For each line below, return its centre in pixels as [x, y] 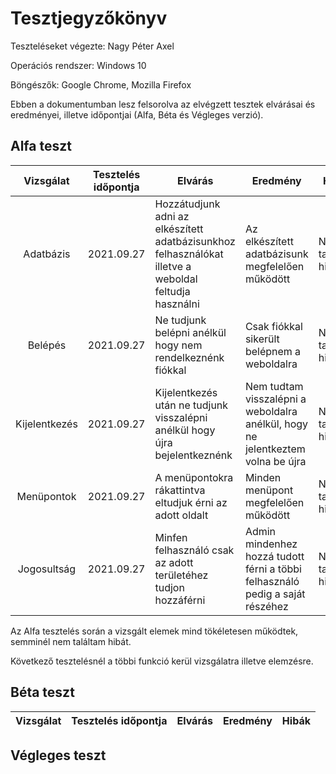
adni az [172, 216]
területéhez [181, 575]
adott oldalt [181, 515]
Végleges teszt [58, 755]
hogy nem [178, 345]
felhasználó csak [194, 550]
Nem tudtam [274, 386]
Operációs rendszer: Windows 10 [78, 65]
